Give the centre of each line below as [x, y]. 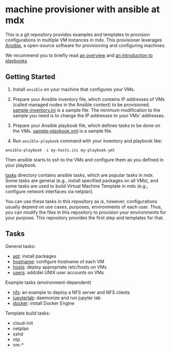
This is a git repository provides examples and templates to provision [78, 34]
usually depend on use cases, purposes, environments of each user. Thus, [84, 206]
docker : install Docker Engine [44, 303]
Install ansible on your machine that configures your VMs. [74, 89]
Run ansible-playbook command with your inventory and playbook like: [87, 141]
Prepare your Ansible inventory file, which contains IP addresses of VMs [89, 99]
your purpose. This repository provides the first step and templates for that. [85, 218]
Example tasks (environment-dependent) [48, 282]
